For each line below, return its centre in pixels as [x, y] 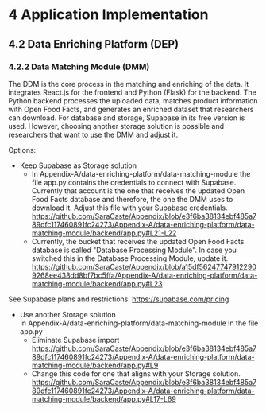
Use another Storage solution [68, 314]
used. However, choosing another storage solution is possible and [116, 126]
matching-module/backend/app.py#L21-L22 [104, 233]
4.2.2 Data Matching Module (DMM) [79, 67]
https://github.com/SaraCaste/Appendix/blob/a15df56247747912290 [144, 266]
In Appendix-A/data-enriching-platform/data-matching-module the [141, 173]
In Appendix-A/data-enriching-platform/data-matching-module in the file [139, 323]
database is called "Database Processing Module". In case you [134, 250]
